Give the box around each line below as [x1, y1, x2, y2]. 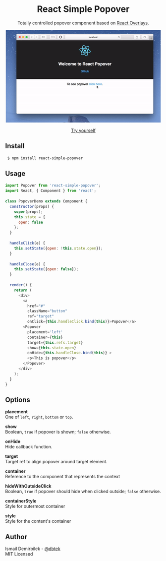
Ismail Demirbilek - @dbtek [5, 546, 60, 552]
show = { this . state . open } [27, 345, 77, 350]
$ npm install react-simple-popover [7, 155, 83, 161]
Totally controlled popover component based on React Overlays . [17, 20, 150, 26]
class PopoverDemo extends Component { [5, 199, 88, 204]
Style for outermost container [5, 503, 65, 509]
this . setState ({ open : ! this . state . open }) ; [14, 246, 103, 251]
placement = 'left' [27, 329, 63, 334]
